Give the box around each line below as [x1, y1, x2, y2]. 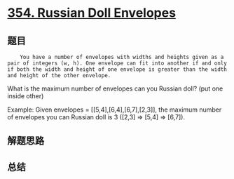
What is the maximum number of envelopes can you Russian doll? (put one [7, 84, 223, 93]
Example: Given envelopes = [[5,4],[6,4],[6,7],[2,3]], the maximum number [7, 105, 222, 114]
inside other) [7, 92, 44, 100]
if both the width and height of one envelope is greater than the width [7, 66, 228, 73]
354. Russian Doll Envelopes [7, 5, 177, 21]
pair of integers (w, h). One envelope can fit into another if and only [7, 60, 228, 67]
